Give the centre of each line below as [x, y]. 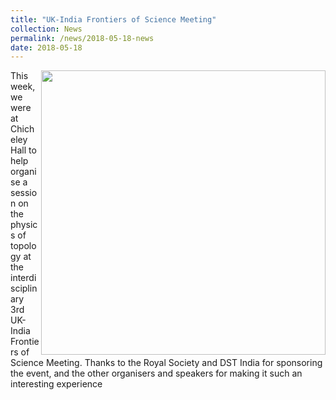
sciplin [24, 288]
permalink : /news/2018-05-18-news [82, 38]
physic [24, 225]
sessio [24, 193]
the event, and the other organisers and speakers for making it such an [156, 373]
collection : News [46, 29]
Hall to [23, 150]
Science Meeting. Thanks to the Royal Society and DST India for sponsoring [166, 363]
